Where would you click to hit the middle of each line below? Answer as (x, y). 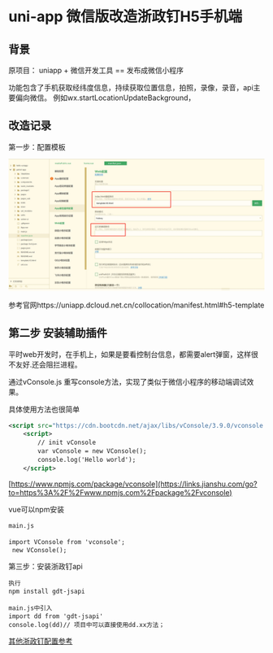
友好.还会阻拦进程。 (49, 364)
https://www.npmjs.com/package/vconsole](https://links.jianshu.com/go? (134, 484)
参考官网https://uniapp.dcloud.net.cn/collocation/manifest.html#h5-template (136, 305)
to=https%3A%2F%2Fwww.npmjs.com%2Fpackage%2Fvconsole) (121, 492)
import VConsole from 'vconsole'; (67, 542)
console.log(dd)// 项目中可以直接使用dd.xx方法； (87, 625)
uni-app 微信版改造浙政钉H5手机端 (126, 17)
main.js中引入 (30, 608)
